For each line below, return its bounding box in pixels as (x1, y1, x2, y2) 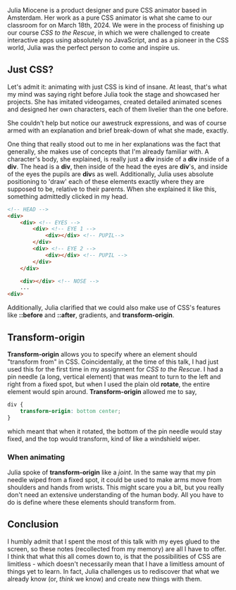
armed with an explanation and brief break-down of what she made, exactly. (7, 126, 229, 135)
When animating (7, 452, 66, 462)
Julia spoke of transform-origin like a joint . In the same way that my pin (7, 468, 216, 477)
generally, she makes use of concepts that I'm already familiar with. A (7, 147, 209, 156)
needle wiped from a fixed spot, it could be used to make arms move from (7, 475, 222, 484)
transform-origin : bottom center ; (20, 407, 121, 414)
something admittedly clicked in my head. (7, 192, 128, 200)
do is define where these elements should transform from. (7, 498, 176, 506)
